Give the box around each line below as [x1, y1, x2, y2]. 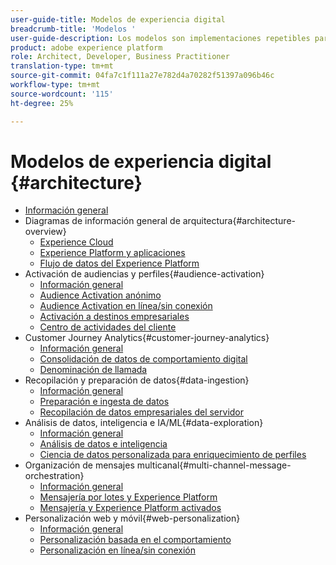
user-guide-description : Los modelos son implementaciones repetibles [10, 33, 311, 43]
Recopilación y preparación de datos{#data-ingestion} [24, 374, 250, 386]
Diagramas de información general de [24, 215, 181, 227]
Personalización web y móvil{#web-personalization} [24, 512, 241, 525]
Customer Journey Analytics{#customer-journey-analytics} [24, 332, 270, 344]
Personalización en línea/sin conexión [39, 544, 197, 556]
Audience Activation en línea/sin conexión [39, 300, 213, 312]
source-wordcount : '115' [10, 89, 114, 99]
